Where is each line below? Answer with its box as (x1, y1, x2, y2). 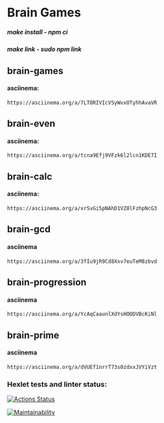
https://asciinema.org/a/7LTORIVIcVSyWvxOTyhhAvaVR (7, 99, 157, 106)
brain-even (7, 118, 56, 129)
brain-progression (7, 276, 87, 288)
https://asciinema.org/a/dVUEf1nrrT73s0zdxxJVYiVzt (7, 363, 157, 370)
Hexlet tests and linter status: (7, 379, 107, 389)
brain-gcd (7, 224, 51, 235)
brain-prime (7, 329, 59, 341)
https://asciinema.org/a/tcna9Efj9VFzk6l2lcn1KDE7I (7, 152, 157, 159)
